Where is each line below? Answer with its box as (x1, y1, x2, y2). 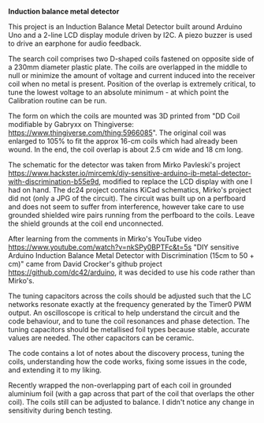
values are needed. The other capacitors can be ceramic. (8, 333, 195, 343)
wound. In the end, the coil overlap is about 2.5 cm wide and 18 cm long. (8, 145, 244, 154)
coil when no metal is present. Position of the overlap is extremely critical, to (8, 79, 256, 88)
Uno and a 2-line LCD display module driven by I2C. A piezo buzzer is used (8, 31, 253, 39)
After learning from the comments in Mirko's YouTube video (8, 234, 203, 243)
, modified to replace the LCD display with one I (98, 177, 253, 186)
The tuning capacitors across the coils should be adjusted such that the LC (8, 291, 251, 301)
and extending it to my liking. (8, 365, 102, 374)
